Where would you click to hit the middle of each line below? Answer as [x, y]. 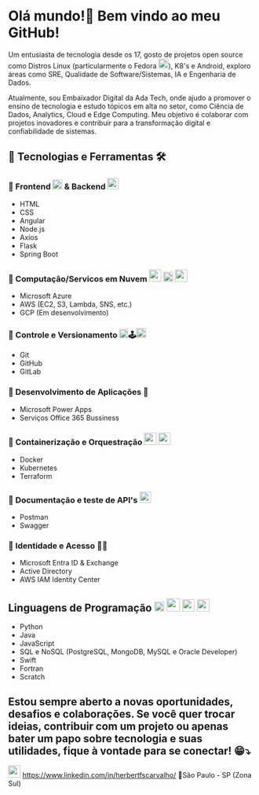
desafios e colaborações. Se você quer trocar [122, 714]
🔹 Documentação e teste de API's [73, 500]
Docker [31, 459]
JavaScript [37, 643]
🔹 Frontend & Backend [57, 186]
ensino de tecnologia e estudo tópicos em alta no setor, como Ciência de [126, 106]
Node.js [32, 229]
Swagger [34, 525]
